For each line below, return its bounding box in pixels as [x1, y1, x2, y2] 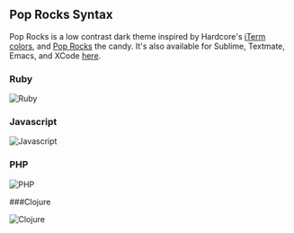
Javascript [9, 116, 58, 129]
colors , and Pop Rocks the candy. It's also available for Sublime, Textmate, [9, 40, 286, 51]
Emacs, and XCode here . [9, 49, 102, 61]
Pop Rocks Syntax [9, 7, 113, 22]
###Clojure [9, 196, 51, 207]
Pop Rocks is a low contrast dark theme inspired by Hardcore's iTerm [9, 31, 266, 41]
